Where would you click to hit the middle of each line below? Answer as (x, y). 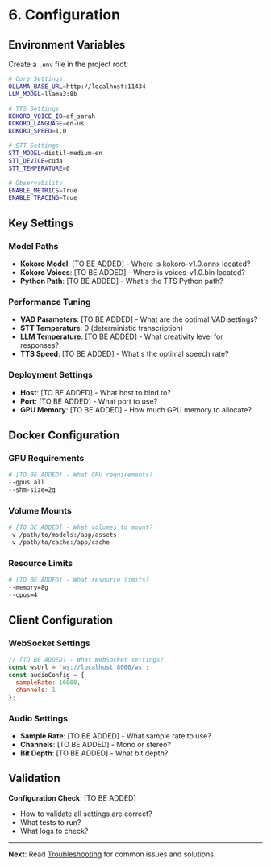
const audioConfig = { (46, 675)
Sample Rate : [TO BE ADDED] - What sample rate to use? (115, 736)
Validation (34, 778)
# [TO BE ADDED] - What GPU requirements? (81, 475)
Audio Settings (38, 718)
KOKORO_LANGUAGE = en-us (46, 124)
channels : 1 (36, 690)
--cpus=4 (23, 595)
